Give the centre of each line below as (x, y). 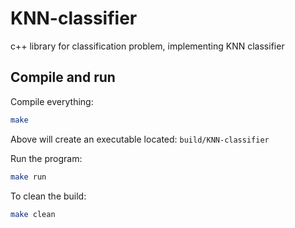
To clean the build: (48, 196)
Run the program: (46, 158)
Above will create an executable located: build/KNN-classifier (140, 139)
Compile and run (63, 77)
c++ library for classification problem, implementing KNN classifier (147, 46)
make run (28, 177)
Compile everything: (52, 101)
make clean (33, 214)
